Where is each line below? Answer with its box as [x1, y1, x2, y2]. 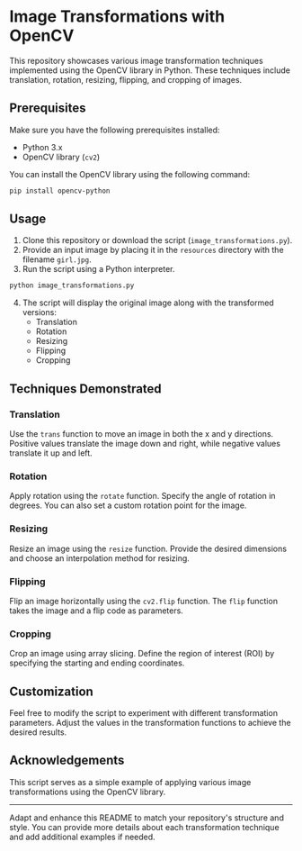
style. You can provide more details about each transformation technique [9, 821, 280, 832]
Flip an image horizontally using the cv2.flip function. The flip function [9, 595, 279, 606]
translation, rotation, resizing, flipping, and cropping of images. [9, 74, 243, 85]
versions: [22, 307, 57, 318]
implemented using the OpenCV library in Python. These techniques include [9, 65, 290, 76]
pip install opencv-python [9, 186, 111, 195]
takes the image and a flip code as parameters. [9, 605, 184, 616]
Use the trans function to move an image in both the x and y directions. [9, 429, 274, 439]
